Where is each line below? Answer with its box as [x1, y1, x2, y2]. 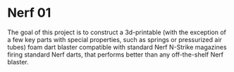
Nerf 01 [7, 5, 51, 21]
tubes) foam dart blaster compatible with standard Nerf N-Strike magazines [7, 43, 227, 51]
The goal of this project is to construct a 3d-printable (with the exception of [7, 28, 227, 36]
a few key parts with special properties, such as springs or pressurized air [7, 35, 222, 43]
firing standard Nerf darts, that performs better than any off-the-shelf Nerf [7, 50, 224, 59]
